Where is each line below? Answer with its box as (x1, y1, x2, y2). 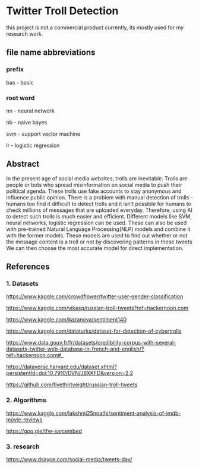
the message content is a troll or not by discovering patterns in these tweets (6, 238, 192, 245)
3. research (6, 442, 40, 451)
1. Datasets (6, 280, 39, 288)
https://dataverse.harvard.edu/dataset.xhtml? (6, 363, 117, 370)
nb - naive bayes (6, 118, 48, 126)
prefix (6, 65, 24, 74)
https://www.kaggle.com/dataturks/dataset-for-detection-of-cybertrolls (6, 327, 182, 334)
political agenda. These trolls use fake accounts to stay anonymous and (6, 187, 182, 195)
